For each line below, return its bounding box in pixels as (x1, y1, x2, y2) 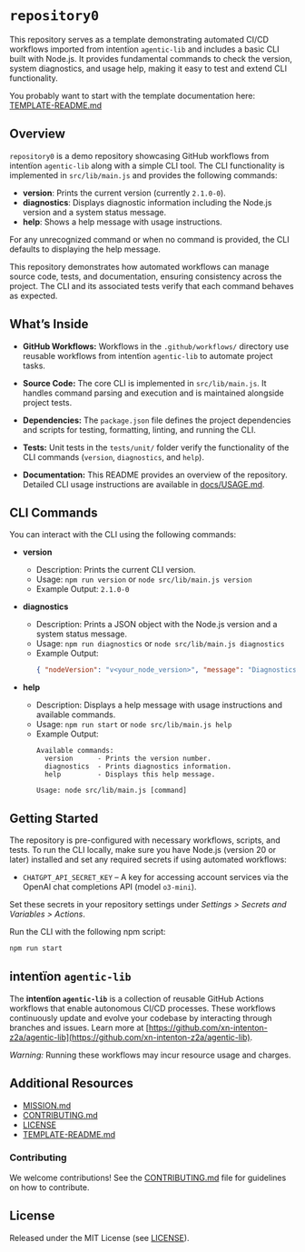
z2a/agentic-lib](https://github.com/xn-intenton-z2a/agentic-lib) (9, 1031, 251, 1043)
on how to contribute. (9, 1181, 90, 1193)
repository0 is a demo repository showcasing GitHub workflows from (9, 150, 270, 161)
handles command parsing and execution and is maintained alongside (22, 387, 284, 398)
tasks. (22, 360, 45, 371)
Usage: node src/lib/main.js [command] (35, 786, 188, 796)
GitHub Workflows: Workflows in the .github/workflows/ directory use (22, 340, 289, 352)
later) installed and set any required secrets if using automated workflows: (9, 854, 288, 866)
